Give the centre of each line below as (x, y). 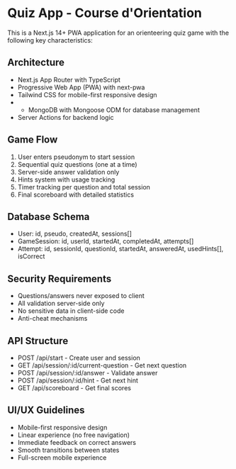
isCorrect (31, 256)
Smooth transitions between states (68, 450)
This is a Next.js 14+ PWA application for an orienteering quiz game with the (118, 33)
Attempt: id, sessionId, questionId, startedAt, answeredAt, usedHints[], (120, 249)
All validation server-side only (61, 304)
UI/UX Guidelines (46, 410)
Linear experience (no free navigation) (73, 435)
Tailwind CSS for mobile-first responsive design (87, 94)
